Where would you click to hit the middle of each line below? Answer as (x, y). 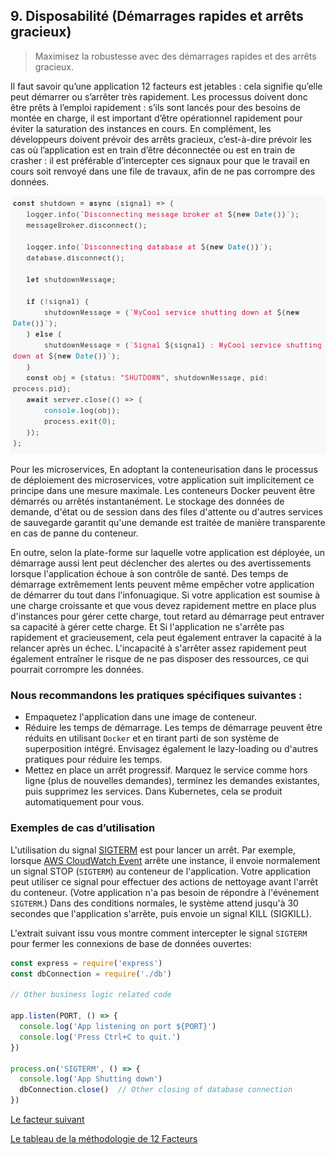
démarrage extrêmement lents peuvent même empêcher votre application (162, 585)
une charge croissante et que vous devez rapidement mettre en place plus (163, 606)
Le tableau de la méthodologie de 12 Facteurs (104, 1139)
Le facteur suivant (47, 1120)
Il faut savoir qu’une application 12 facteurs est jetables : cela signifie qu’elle (166, 86)
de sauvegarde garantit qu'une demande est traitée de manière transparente (168, 523)
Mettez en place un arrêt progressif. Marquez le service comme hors (166, 770)
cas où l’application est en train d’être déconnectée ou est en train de (153, 150)
